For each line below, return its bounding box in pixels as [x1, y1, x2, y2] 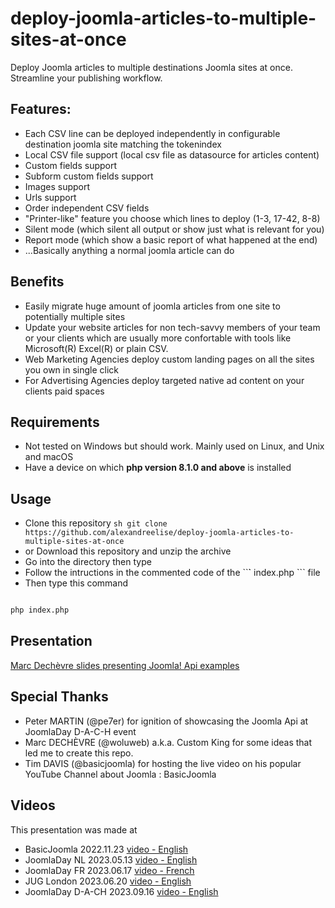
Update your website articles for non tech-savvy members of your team [24, 321, 321, 333]
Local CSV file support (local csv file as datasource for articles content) [24, 148, 320, 161]
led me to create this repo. [24, 747, 134, 759]
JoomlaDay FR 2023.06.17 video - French [24, 864, 195, 876]
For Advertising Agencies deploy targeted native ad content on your [24, 374, 305, 386]
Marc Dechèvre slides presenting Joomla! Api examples [10, 659, 240, 671]
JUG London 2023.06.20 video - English [24, 875, 192, 887]
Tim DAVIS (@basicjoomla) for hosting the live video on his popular [24, 757, 302, 769]
